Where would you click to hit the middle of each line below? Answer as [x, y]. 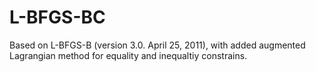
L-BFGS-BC [57, 17]
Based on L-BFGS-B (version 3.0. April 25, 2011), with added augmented [157, 45]
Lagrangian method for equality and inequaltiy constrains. [128, 55]
